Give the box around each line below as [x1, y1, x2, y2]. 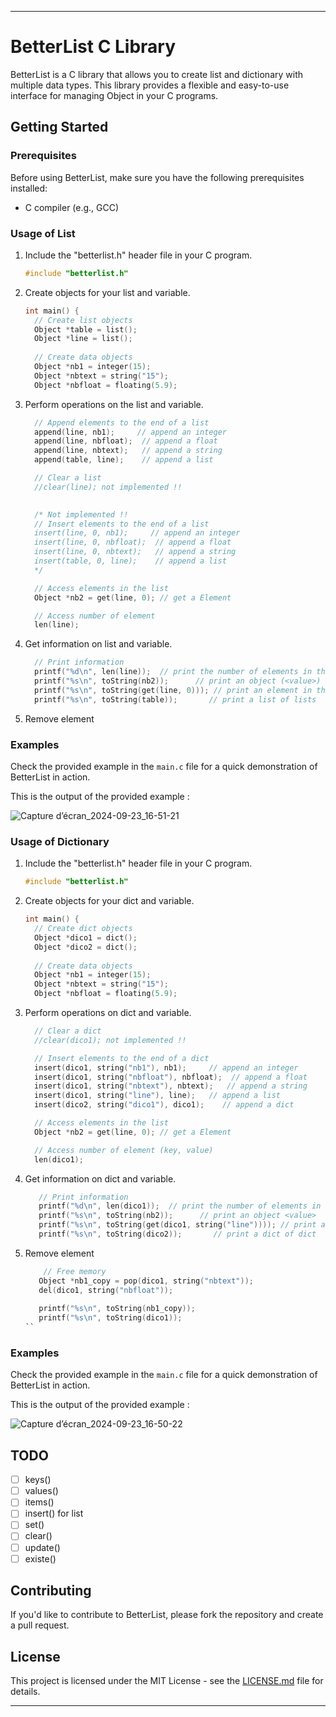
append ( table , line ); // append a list [34, 455, 214, 465]
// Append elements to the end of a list [34, 417, 210, 428]
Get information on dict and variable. [24, 1172, 177, 1185]
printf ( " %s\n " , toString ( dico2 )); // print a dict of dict [38, 1229, 317, 1240]
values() [24, 1485, 59, 1497]
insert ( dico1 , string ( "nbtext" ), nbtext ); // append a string [34, 1081, 308, 1091]
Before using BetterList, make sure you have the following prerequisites [10, 171, 305, 183]
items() [24, 1496, 55, 1508]
